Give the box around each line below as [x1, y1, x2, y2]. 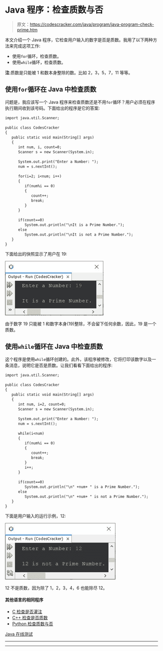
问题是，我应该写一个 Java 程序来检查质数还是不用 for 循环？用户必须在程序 [5, 99, 155, 105]
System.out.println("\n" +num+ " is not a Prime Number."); [24, 494, 149, 499]
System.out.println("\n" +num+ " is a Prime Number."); [24, 484, 140, 489]
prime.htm [16, 27, 38, 33]
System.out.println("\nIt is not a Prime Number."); [24, 232, 133, 237]
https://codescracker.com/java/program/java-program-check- [30, 21, 154, 27]
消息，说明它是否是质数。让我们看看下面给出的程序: [9, 362, 113, 368]
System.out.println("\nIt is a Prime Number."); [24, 222, 125, 227]
